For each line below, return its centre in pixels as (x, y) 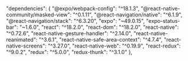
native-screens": (27, 46)
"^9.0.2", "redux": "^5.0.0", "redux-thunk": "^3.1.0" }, (69, 52)
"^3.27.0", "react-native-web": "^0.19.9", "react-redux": (114, 46)
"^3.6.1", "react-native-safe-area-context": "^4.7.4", (101, 40)
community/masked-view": (39, 15)
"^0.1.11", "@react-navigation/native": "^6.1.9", (128, 15)
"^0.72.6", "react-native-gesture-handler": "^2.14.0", (69, 33)
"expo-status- (163, 21)
